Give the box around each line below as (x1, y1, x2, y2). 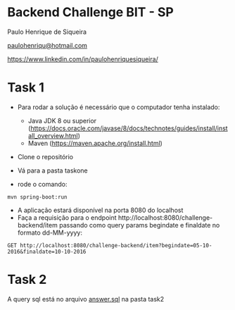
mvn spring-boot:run (7, 193, 68, 201)
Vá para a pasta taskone (17, 166, 88, 175)
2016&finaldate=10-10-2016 (7, 248, 87, 255)
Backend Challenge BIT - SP (7, 4, 174, 20)
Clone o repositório (17, 152, 74, 161)
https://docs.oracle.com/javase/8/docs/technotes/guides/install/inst (30, 124, 228, 132)
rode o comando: (17, 180, 68, 188)
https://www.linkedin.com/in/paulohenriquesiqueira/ (7, 54, 158, 63)
